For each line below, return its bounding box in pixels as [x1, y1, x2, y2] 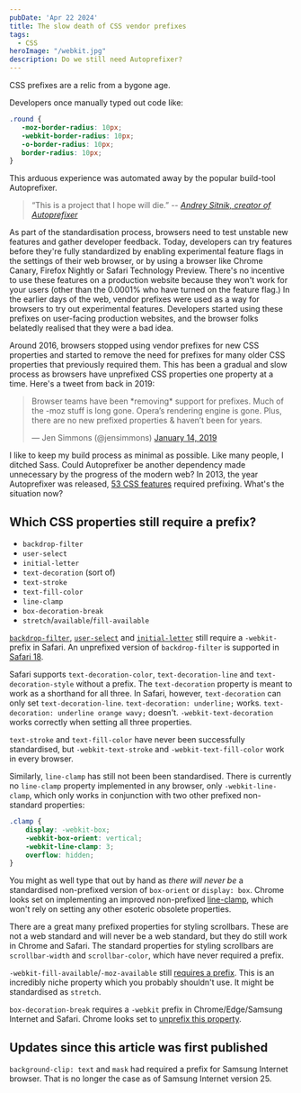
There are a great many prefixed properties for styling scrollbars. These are [9, 921, 289, 933]
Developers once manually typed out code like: [9, 97, 184, 108]
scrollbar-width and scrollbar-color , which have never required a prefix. [9, 950, 285, 961]
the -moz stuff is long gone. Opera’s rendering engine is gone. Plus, [31, 405, 282, 416]
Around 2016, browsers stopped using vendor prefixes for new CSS [9, 340, 260, 351]
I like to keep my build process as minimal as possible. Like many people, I [9, 450, 284, 460]
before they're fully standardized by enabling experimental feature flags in [9, 246, 284, 257]
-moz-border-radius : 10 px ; [21, 123, 123, 132]
